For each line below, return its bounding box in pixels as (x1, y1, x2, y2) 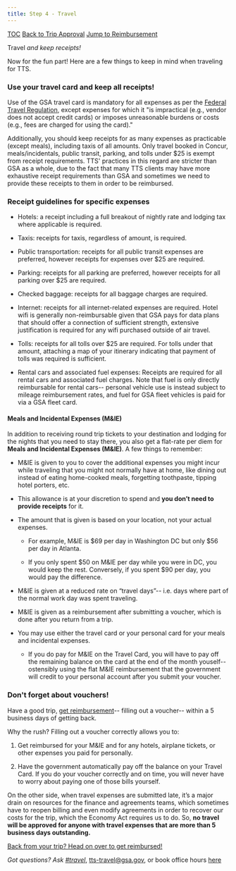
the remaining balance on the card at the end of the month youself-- (27, 657, 227, 666)
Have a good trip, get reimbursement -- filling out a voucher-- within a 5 (7, 706, 215, 715)
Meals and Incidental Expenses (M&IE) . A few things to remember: (7, 445, 203, 453)
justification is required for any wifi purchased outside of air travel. (17, 326, 211, 335)
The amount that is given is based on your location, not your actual (17, 516, 212, 524)
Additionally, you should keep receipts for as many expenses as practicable (7, 134, 227, 142)
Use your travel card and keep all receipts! (7, 82, 155, 92)
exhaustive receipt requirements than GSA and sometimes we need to (7, 171, 210, 180)
